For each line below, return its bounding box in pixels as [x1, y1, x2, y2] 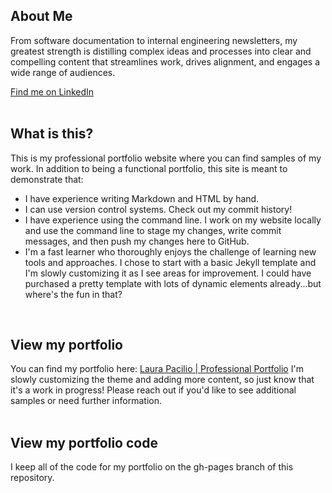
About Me [10, 8, 73, 25]
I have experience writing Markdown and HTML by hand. [24, 192, 260, 204]
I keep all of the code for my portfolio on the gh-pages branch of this [10, 461, 294, 473]
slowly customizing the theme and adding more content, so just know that [10, 374, 315, 386]
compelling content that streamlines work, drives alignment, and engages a [10, 55, 321, 68]
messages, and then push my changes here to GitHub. [24, 235, 250, 247]
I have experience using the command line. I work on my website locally [24, 214, 322, 226]
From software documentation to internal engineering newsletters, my [10, 34, 298, 46]
